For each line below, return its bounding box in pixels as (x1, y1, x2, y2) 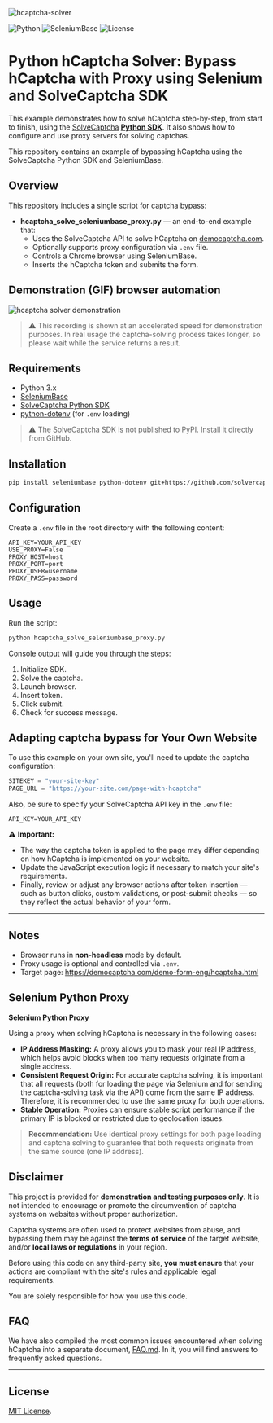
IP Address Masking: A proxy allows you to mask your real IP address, (19, 1043, 257, 1054)
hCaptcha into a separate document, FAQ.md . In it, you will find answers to (8, 1345, 258, 1355)
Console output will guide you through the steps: (8, 648, 171, 658)
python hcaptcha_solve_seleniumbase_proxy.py (8, 634, 165, 642)
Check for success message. (19, 707, 118, 717)
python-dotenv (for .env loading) (19, 409, 131, 419)
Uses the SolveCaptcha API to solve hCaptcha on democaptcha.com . (32, 233, 264, 244)
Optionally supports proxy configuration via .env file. (32, 242, 209, 252)
